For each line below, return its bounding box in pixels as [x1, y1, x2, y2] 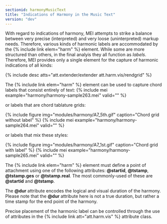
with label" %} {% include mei [5, 147, 67, 153]
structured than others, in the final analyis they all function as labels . [5, 52, 146, 58]
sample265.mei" [5, 152, 39, 158]
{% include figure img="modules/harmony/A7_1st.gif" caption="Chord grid [5, 142, 158, 148]
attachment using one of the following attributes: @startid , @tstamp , [5, 167, 149, 173]
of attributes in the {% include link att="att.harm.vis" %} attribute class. [5, 213, 152, 219]
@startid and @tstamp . [5, 178, 55, 184]
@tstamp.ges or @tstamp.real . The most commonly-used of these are [5, 173, 153, 179]
